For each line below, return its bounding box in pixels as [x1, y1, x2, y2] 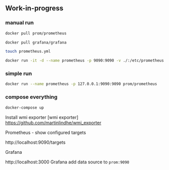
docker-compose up [5, 105, 44, 110]
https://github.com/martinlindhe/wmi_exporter [5, 119, 102, 125]
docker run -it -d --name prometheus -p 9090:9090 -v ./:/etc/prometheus [5, 58, 164, 63]
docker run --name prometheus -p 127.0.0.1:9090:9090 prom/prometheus [5, 81, 157, 87]
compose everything [5, 94, 58, 101]
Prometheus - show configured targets [5, 129, 86, 136]
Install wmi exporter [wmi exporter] [5, 114, 78, 120]
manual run [5, 19, 34, 26]
